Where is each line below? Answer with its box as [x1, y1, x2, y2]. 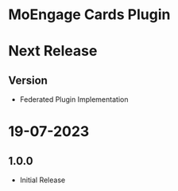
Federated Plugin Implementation [19, 95, 129, 104]
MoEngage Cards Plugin [8, 6, 171, 24]
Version [8, 73, 48, 87]
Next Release [8, 42, 98, 60]
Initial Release [19, 175, 66, 185]
